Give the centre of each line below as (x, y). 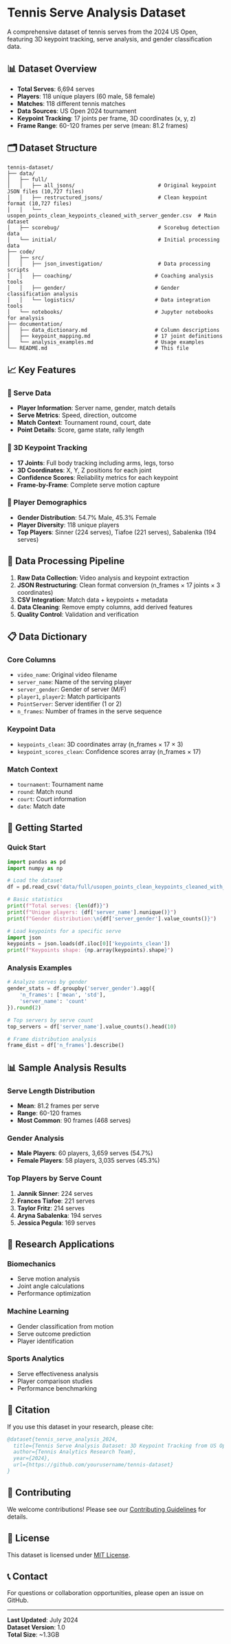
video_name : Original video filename (67, 675)
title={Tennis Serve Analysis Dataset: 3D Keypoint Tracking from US (115, 1446)
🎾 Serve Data (29, 392)
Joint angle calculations (51, 1286)
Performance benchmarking (57, 1388)
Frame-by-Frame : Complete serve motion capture (88, 485)
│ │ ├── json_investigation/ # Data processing (109, 264)
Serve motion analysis (48, 1279)
